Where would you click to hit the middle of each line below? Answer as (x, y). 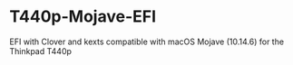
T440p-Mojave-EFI (83, 17)
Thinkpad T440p (41, 51)
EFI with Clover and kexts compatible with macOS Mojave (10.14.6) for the (146, 42)
